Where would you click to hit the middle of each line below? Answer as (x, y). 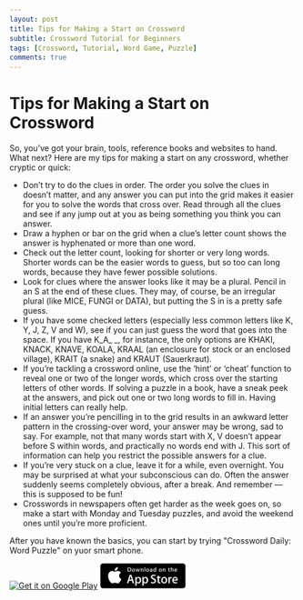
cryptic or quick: (40, 167)
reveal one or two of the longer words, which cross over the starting (150, 378)
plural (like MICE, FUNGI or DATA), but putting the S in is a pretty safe (152, 301)
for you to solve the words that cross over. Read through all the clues (151, 205)
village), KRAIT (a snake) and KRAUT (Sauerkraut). (117, 359)
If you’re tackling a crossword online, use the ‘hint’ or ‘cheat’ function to (157, 369)
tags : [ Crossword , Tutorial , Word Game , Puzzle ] (103, 48)
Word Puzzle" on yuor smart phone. (76, 551)
